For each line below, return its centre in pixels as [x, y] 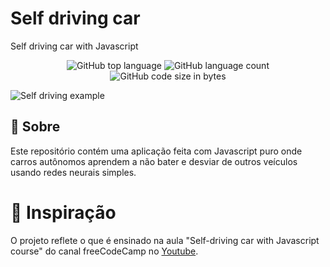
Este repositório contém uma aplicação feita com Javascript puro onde [156, 151]
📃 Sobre [35, 127]
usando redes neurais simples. [73, 172]
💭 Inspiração [63, 212]
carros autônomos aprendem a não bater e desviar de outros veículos [154, 161]
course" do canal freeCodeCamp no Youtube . [104, 251]
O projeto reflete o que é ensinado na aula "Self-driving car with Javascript [165, 240]
